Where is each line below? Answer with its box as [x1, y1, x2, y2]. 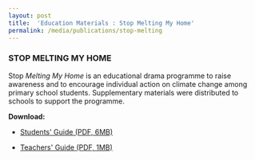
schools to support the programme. [8, 96, 126, 106]
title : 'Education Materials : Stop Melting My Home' [8, 19, 195, 27]
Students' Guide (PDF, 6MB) [19, 127, 114, 136]
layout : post [8, 11, 52, 20]
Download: [8, 111, 46, 121]
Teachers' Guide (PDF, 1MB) [19, 142, 114, 152]
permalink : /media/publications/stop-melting [8, 26, 162, 34]
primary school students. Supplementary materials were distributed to [8, 88, 239, 97]
